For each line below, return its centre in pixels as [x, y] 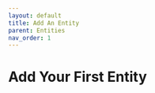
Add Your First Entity [78, 77]
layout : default [35, 15]
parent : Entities [37, 30]
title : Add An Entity [44, 23]
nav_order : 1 [30, 38]
